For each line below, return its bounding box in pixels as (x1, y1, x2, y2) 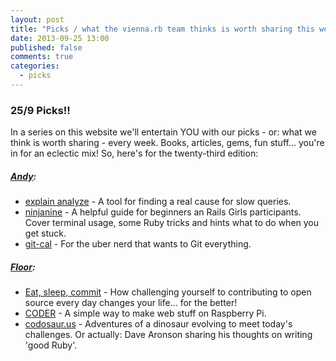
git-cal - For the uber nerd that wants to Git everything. (24, 238, 252, 250)
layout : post (10, 14, 65, 25)
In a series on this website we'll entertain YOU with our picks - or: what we (10, 126, 317, 138)
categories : (10, 61, 60, 71)
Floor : (10, 261, 36, 273)
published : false (10, 42, 83, 53)
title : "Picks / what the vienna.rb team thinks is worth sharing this (10, 24, 315, 34)
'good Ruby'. (24, 339, 78, 351)
